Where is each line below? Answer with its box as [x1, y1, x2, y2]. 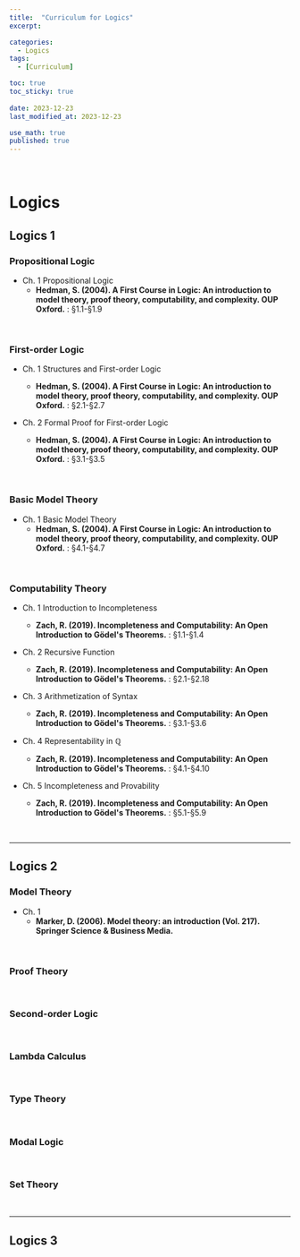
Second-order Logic [9, 1007, 98, 1020]
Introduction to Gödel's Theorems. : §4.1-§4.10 [35, 763, 210, 774]
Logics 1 [9, 227, 55, 243]
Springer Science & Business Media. [35, 925, 174, 936]
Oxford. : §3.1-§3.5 [35, 454, 105, 465]
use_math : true [9, 128, 66, 137]
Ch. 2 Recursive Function [21, 646, 115, 657]
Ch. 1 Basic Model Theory [21, 514, 117, 525]
